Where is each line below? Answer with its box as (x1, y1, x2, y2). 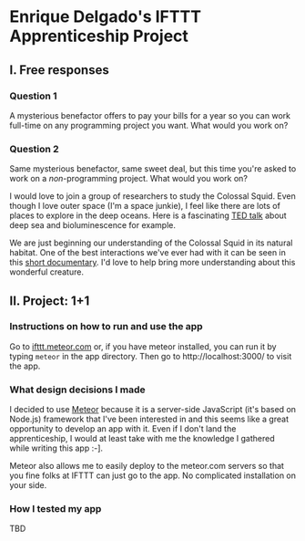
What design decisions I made (9, 383, 146, 396)
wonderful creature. (9, 266, 85, 277)
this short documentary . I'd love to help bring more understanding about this (9, 257, 296, 268)
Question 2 (9, 142, 59, 155)
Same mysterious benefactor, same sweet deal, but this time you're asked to (9, 163, 297, 174)
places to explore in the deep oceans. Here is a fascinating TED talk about (9, 210, 287, 221)
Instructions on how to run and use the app (9, 320, 203, 333)
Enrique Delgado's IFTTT (9, 6, 202, 27)
